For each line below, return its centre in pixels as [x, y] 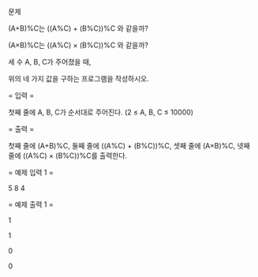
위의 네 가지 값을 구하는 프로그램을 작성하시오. [79, 79]
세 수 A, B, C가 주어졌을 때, [50, 62]
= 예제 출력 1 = [31, 204]
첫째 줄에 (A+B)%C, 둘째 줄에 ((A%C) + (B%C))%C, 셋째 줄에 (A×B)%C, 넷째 [129, 146]
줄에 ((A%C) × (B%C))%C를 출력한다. [68, 155]
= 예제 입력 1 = [31, 172]
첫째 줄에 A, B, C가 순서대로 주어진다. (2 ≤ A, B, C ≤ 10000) [101, 112]
